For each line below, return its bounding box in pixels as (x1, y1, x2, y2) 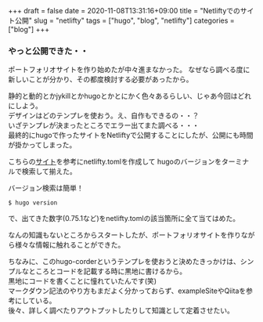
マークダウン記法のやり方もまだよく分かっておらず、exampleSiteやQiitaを (8, 286, 247, 295)
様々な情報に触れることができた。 (14, 241, 125, 250)
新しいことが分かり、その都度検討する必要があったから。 (8, 74, 193, 84)
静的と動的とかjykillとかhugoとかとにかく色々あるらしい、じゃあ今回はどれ (8, 92, 252, 101)
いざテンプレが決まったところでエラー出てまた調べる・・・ (8, 121, 200, 130)
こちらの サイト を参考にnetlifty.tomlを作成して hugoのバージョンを (8, 157, 222, 166)
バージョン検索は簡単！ (8, 183, 84, 193)
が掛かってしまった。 (8, 140, 77, 150)
